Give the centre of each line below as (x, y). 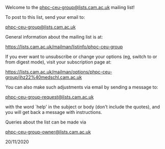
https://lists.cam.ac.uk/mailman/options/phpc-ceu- (59, 72)
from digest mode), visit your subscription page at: (59, 62)
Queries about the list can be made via (46, 122)
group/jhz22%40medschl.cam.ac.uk (44, 77)
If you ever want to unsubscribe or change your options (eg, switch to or (81, 56)
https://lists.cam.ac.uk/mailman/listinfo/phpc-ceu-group (64, 47)
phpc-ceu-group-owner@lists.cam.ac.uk (48, 132)
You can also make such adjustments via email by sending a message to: (82, 87)
